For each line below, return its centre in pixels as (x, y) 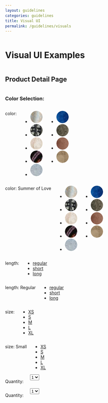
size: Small (16, 347)
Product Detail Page (36, 79)
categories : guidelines (29, 16)
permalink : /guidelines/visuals (38, 26)
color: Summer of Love (28, 188)
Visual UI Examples (45, 55)
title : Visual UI (23, 21)
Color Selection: (25, 99)
